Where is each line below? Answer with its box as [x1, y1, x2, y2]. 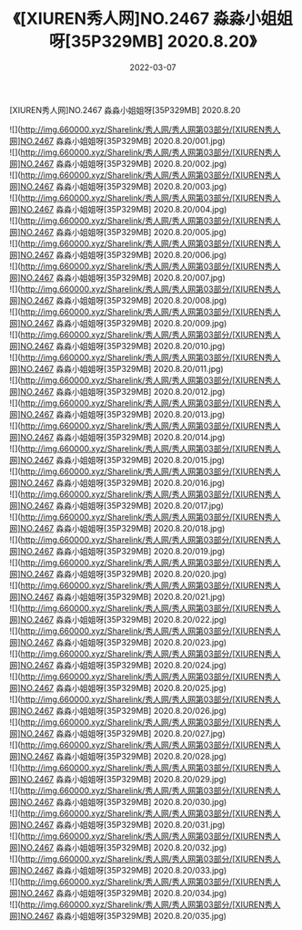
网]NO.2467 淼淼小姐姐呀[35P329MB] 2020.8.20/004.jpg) [9, 203, 227, 214]
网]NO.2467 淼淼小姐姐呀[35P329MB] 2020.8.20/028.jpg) [9, 750, 227, 761]
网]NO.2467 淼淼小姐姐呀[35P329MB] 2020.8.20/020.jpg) [9, 568, 227, 579]
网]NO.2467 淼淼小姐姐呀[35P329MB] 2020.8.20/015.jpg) [9, 454, 226, 465]
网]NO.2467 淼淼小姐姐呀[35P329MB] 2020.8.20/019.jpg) [9, 545, 226, 556]
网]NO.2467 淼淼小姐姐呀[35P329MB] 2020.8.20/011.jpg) [9, 363, 225, 374]
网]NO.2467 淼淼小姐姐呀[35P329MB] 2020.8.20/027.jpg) [9, 728, 226, 739]
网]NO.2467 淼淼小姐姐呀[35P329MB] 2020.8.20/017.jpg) [9, 500, 225, 511]
